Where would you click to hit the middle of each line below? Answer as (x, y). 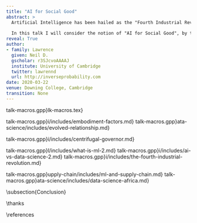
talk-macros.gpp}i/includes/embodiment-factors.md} (70, 121)
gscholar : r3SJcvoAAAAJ (40, 60)
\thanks (15, 203)
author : (16, 45)
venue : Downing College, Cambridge (50, 88)
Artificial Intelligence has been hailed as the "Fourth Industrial (97, 22)
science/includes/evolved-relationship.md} (58, 127)
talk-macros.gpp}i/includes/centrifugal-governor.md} (70, 139)
